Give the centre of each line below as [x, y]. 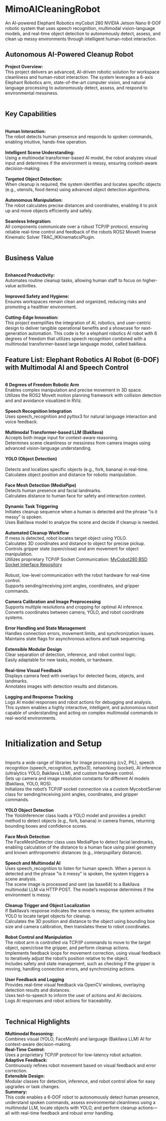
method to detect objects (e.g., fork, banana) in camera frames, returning [80, 821]
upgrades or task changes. [33, 1086]
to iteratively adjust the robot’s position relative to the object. [67, 958]
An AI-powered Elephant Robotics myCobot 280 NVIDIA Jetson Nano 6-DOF [83, 23]
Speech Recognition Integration [38, 411]
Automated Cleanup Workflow [37, 533]
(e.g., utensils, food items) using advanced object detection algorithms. [78, 189]
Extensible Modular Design [33, 649]
